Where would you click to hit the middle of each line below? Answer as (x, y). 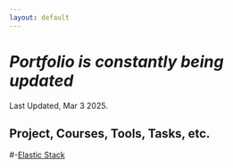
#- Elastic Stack (37, 155)
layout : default (39, 17)
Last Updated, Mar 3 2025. (59, 105)
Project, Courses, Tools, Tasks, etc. (110, 134)
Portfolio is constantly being (116, 61)
